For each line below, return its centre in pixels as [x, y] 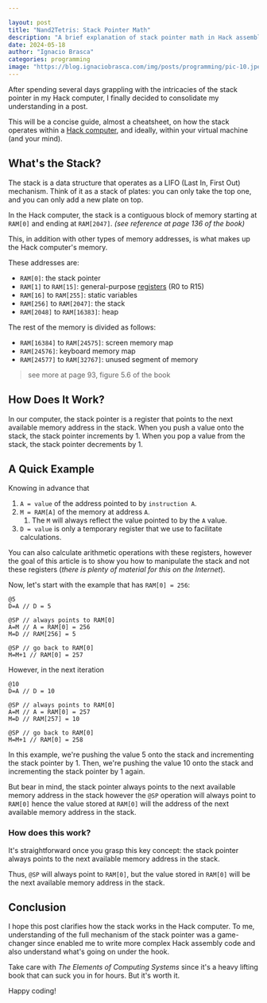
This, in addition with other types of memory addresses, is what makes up [129, 238]
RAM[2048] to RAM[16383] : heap [69, 311]
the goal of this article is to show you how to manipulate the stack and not [129, 561]
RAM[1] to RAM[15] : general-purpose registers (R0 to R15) [112, 286]
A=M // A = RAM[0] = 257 [49, 712]
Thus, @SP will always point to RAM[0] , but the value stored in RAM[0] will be [129, 874]
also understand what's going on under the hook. [89, 952]
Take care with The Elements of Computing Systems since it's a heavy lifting [133, 967]
